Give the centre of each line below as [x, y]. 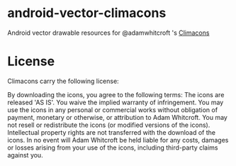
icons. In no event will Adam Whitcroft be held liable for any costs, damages [118, 140]
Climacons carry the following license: [63, 81]
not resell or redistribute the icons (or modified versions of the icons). [109, 125]
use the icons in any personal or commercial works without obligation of [113, 110]
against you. [26, 155]
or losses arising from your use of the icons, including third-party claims [113, 148]
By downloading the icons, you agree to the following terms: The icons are [116, 94]
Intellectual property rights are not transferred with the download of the [112, 132]
